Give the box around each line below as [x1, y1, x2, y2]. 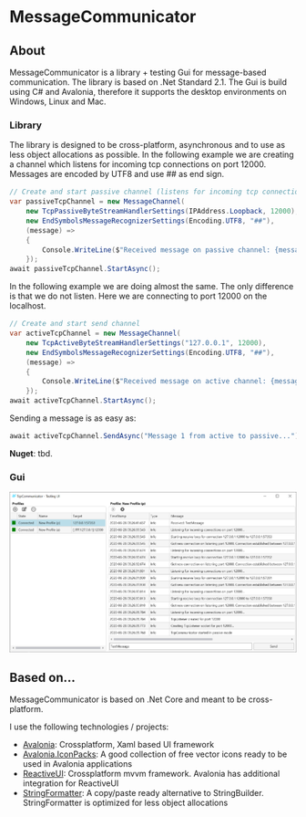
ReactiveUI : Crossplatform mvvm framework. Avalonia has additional [22, 769, 280, 780]
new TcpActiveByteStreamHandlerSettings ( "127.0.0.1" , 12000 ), [25, 338, 267, 348]
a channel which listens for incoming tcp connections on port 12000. [9, 159, 267, 170]
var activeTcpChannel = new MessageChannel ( [9, 329, 181, 339]
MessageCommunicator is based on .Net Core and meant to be [9, 694, 247, 705]
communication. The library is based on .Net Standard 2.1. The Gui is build [9, 77, 288, 88]
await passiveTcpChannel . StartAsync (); [9, 265, 161, 274]
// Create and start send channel [9, 319, 141, 329]
